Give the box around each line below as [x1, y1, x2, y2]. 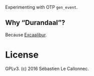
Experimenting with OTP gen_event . [5, 4, 78, 10]
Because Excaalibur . [5, 32, 47, 38]
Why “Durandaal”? [5, 18, 65, 27]
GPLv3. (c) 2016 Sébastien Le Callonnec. [5, 66, 89, 72]
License [5, 49, 39, 60]
